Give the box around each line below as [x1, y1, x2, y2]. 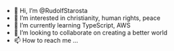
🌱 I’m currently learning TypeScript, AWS [13, 21, 131, 29]
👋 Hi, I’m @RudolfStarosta [13, 7, 88, 14]
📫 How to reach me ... [13, 37, 78, 44]
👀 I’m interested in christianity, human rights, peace [13, 14, 161, 22]
